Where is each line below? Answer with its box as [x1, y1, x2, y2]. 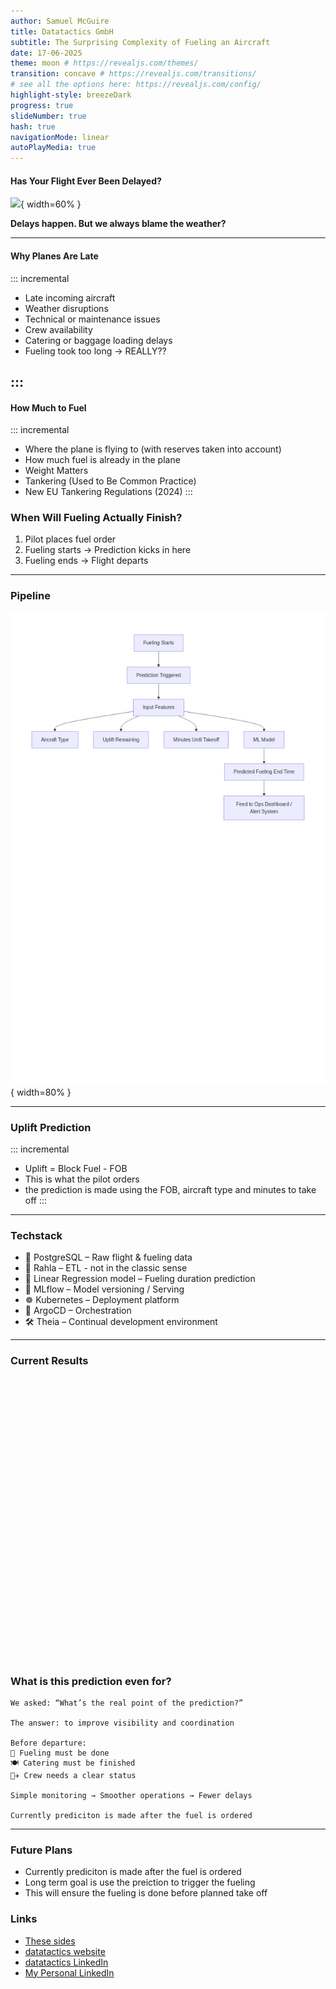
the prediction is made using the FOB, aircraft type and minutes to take [24, 1184, 317, 1196]
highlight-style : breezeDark [10, 90, 132, 100]
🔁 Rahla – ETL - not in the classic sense [24, 1262, 188, 1274]
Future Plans [10, 1843, 73, 1857]
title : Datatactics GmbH [10, 26, 114, 37]
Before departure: [10, 1738, 87, 1748]
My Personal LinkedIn [24, 1966, 115, 1979]
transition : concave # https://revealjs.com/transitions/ [10, 69, 257, 79]
